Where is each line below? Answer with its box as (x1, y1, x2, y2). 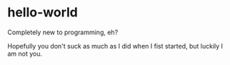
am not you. (7, 49, 43, 58)
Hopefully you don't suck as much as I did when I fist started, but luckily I (7, 41, 224, 50)
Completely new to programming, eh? (7, 28, 119, 36)
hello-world (7, 4, 79, 21)
